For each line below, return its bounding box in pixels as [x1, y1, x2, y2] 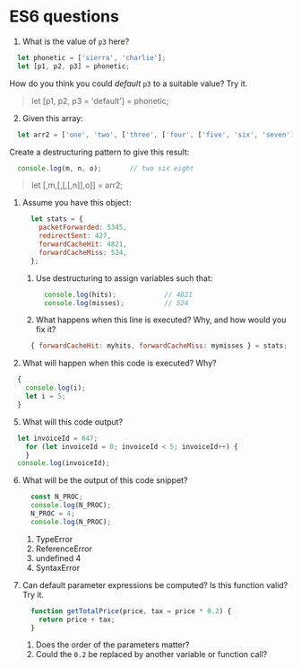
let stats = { [30, 215, 83, 224]
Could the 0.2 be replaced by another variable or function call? [35, 649, 268, 660]
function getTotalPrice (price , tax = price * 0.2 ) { [30, 606, 232, 616]
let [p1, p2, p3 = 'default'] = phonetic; [30, 95, 169, 106]
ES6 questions [9, 6, 119, 27]
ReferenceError [35, 543, 92, 554]
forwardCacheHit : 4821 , [39, 240, 127, 249]
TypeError [35, 533, 73, 544]
